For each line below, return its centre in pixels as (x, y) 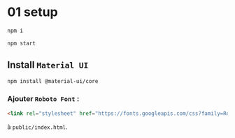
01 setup (33, 12)
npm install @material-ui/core (53, 81)
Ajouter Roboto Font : (43, 99)
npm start (22, 43)
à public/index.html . (37, 127)
